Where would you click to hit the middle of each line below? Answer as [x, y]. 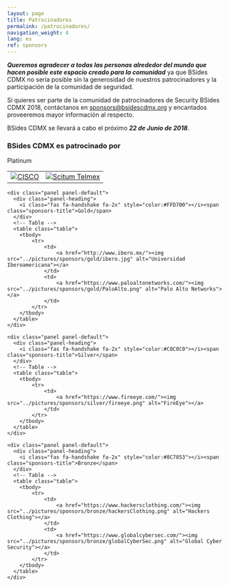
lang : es [20, 39]
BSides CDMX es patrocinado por [64, 146]
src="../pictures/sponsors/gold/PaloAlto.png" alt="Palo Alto [98, 289]
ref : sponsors [27, 45]
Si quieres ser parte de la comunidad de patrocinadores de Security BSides [113, 100]
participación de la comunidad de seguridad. [70, 87]
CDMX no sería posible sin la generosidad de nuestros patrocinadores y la [112, 79]
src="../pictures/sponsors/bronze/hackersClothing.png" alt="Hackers [109, 511]
